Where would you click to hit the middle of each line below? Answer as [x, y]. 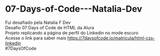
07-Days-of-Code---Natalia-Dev [74, 9]
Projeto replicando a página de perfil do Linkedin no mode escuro [72, 33]
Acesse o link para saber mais [36, 38]
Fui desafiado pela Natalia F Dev [38, 22]
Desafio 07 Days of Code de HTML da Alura [50, 27]
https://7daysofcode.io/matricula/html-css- [111, 38]
